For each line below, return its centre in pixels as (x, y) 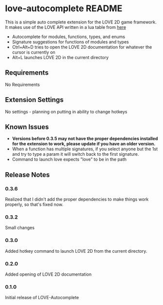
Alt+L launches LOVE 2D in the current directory (60, 57)
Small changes (20, 228)
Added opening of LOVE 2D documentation (48, 274)
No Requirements (22, 84)
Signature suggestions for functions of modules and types (70, 41)
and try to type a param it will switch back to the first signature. (75, 154)
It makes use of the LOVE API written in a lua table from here (66, 27)
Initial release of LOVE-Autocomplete (42, 298)
